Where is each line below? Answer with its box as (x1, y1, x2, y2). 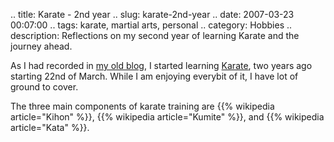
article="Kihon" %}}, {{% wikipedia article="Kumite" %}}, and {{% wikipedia (10, 111, 325, 123)
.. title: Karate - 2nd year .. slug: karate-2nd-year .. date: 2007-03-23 (10, 9, 295, 20)
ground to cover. (10, 81, 79, 93)
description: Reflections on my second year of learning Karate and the (10, 30, 300, 41)
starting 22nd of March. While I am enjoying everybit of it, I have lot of (10, 70, 299, 82)
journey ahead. (10, 40, 73, 52)
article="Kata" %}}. (10, 122, 90, 133)
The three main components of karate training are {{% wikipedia (10, 100, 275, 112)
